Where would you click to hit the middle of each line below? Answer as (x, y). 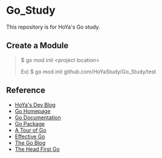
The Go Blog (30, 142)
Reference (26, 90)
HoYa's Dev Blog (35, 104)
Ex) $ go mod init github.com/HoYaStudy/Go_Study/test (88, 72)
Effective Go (30, 136)
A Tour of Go (30, 130)
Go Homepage (33, 111)
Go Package (30, 123)
